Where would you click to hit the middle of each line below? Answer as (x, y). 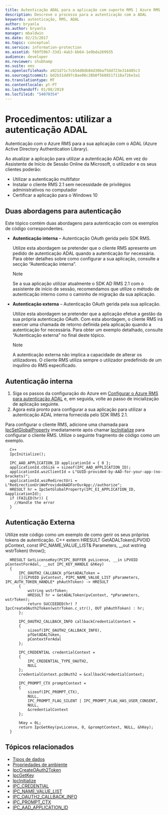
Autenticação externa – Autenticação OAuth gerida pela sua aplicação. (87, 304)
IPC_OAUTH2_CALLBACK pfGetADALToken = (59, 573)
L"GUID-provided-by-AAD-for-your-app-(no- (118, 472)
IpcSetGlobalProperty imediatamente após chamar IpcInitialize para (75, 430)
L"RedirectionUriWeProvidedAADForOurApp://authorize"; (64, 485)
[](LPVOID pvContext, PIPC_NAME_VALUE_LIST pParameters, (79, 577)
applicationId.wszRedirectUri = (44, 480)
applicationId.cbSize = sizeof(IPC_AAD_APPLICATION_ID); (70, 467)
